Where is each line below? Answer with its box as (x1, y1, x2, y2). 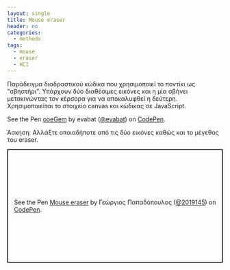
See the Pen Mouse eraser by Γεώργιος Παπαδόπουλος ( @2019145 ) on (14, 198, 217, 206)
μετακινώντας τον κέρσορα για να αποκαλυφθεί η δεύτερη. (7, 94, 178, 103)
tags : (7, 42, 23, 49)
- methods (13, 36, 41, 42)
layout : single (7, 10, 51, 17)
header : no (7, 23, 38, 29)
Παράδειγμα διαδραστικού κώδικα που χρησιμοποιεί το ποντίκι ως (7, 79, 196, 88)
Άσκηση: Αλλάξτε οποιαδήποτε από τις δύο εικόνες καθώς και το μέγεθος (7, 128, 219, 136)
